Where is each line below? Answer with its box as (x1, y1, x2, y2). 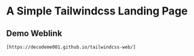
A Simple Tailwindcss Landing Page (6, 4, 188, 18)
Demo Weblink (6, 28, 62, 39)
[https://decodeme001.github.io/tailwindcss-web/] (6, 44, 136, 50)
